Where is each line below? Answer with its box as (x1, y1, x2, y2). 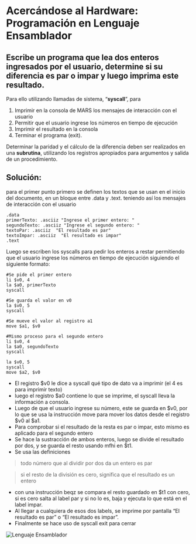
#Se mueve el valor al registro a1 (6, 318, 93, 324)
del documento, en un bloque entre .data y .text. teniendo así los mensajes (6, 194, 186, 201)
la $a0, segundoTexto (6, 343, 59, 350)
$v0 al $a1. (14, 417, 41, 424)
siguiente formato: (6, 260, 50, 268)
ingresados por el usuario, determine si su (6, 62, 163, 72)
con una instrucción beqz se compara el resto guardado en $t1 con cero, (14, 488, 190, 495)
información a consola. (14, 398, 70, 406)
